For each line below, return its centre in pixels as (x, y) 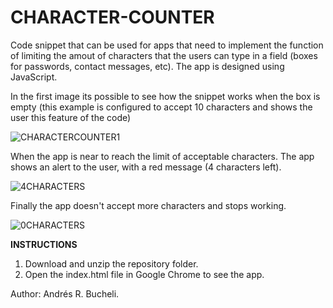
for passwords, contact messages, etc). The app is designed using (147, 66)
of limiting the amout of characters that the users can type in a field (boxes (164, 55)
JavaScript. (34, 77)
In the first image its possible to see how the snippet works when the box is (165, 96)
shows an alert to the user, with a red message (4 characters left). (146, 167)
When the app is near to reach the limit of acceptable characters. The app (162, 156)
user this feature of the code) (71, 117)
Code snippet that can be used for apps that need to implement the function (167, 45)
